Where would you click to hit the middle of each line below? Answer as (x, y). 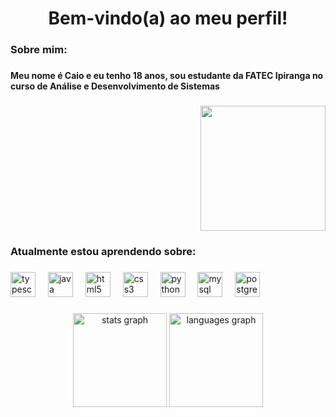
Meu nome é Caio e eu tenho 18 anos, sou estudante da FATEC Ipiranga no (167, 76)
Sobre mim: (39, 50)
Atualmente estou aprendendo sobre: (103, 251)
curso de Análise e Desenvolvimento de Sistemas (115, 86)
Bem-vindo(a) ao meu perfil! (168, 18)
